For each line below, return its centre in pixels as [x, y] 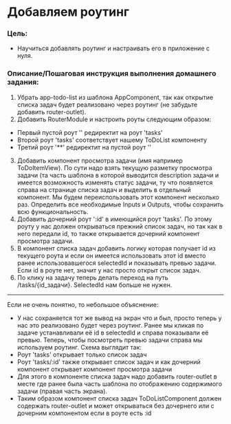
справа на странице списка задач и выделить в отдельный [104, 189]
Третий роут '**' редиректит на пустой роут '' [84, 147]
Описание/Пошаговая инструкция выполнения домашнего [112, 74]
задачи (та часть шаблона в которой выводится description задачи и [118, 175]
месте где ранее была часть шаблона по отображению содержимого [119, 383]
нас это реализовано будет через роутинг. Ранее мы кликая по [110, 325]
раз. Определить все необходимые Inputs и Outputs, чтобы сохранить [120, 204]
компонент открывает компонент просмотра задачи [95, 369]
